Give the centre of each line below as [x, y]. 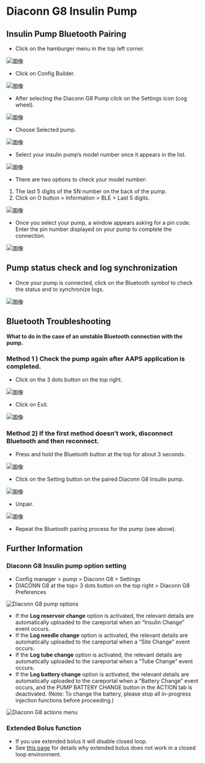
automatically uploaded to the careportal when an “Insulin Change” [100, 622]
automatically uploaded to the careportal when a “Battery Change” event [107, 680]
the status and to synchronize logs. [59, 289]
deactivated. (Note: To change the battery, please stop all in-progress [103, 694]
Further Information [45, 548]
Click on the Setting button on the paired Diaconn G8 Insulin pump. [99, 479]
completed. [24, 366]
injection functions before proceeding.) [65, 700]
